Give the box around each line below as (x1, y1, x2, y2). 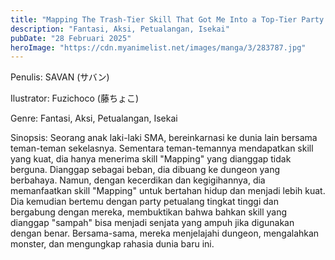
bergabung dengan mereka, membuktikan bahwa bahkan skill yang (10, 206, 288, 218)
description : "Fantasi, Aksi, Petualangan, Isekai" (10, 24, 230, 34)
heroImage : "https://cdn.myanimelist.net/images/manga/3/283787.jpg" (10, 42, 307, 53)
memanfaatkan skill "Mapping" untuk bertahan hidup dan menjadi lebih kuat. (10, 185, 326, 197)
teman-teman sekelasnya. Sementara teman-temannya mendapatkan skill (10, 142, 314, 155)
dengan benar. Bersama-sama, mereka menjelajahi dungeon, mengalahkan (10, 227, 320, 240)
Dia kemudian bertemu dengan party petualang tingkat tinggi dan (10, 196, 279, 208)
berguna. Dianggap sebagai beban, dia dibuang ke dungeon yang (10, 164, 281, 176)
